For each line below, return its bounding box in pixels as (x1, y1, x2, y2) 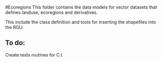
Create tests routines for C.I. (5, 52, 63, 58)
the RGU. (5, 24, 24, 30)
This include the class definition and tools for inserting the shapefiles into (5, 19, 156, 25)
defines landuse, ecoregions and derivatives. (5, 9, 98, 15)
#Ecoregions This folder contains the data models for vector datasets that (5, 4, 157, 10)
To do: (5, 39, 25, 47)
